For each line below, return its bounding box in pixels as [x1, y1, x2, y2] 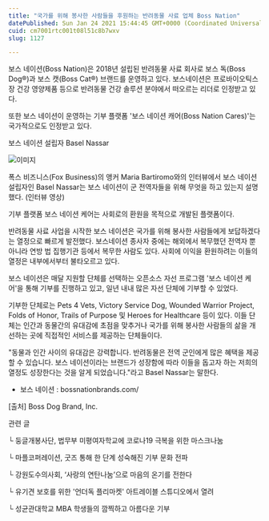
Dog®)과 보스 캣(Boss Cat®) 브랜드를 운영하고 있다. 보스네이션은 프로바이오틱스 [8, 74, 259, 84]
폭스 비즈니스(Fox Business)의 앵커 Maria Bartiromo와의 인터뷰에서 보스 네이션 [8, 172, 258, 182]
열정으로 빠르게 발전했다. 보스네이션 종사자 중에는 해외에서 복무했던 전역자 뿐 [16, 236, 256, 246]
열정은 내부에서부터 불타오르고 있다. [8, 256, 120, 266]
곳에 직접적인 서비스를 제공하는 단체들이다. [29, 330, 163, 341]
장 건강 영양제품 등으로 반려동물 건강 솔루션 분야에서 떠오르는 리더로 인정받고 [8, 84, 248, 94]
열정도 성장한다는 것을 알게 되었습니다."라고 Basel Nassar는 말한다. [8, 368, 219, 378]
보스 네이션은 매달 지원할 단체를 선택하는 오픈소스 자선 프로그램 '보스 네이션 [8, 273, 243, 283]
